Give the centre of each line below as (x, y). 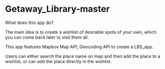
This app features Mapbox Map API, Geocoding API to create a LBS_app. (79, 46)
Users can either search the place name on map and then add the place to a (83, 56)
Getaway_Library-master (57, 9)
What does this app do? (29, 23)
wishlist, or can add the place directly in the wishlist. (58, 61)
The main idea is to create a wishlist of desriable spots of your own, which (81, 32)
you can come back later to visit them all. (47, 37)
